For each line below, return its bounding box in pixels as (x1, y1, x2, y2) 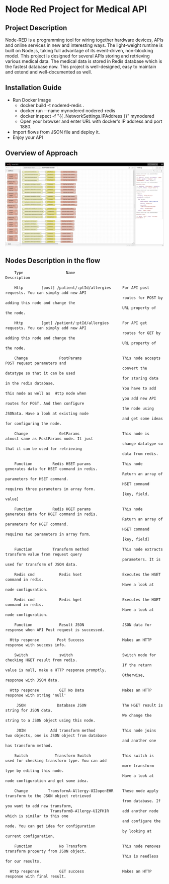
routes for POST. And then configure (5, 401, 84, 406)
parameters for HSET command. (5, 476, 69, 481)
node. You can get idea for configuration (5, 824, 96, 829)
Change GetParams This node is (14, 431, 150, 436)
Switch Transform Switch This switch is (14, 753, 154, 758)
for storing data (122, 376, 158, 381)
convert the (122, 366, 147, 371)
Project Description (5, 24, 67, 32)
